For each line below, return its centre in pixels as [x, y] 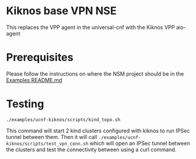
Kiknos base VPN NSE [61, 11]
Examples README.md [34, 80]
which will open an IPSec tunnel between [140, 143]
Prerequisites [40, 58]
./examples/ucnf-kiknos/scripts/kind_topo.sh [63, 119]
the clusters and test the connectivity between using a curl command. [91, 150]
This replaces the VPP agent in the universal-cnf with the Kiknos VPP [91, 27]
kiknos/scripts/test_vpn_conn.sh [47, 144]
